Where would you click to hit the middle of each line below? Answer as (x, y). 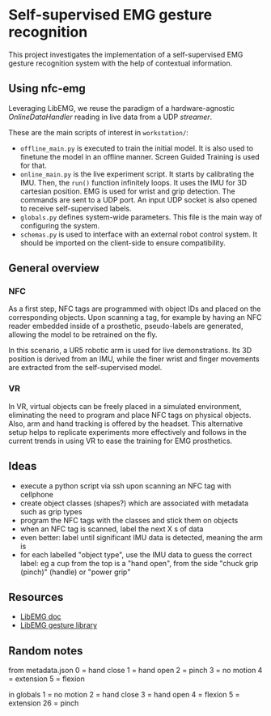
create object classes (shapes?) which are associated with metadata (134, 503)
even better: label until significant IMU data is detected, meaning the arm (141, 537)
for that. (33, 165)
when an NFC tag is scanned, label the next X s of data (112, 529)
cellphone (37, 494)
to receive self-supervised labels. (76, 208)
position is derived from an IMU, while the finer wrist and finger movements (134, 359)
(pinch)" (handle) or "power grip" (75, 572)
